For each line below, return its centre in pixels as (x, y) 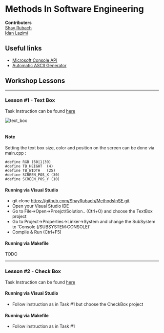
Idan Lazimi (17, 33)
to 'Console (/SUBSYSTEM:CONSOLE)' (51, 227)
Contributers (18, 23)
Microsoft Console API (35, 60)
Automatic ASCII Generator (39, 65)
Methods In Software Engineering (74, 9)
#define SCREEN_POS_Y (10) (32, 179)
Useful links (24, 48)
